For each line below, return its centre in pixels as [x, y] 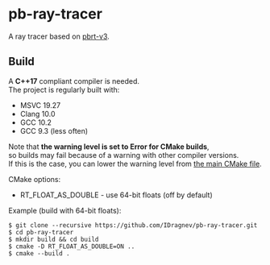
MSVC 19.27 [40, 105]
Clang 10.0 [37, 114]
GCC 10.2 [36, 122]
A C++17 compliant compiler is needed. [74, 81]
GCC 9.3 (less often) [54, 130]
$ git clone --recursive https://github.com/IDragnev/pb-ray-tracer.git [133, 225]
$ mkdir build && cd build [54, 239]
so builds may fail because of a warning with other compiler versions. [124, 155]
